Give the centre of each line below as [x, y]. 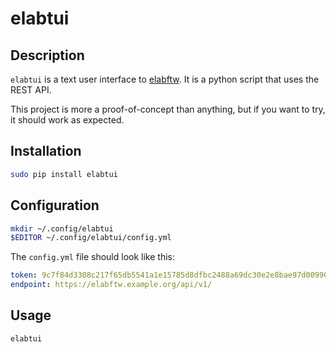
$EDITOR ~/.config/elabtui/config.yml [91, 238]
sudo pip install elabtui [64, 174]
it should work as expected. [67, 120]
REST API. [31, 90]
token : [24, 275]
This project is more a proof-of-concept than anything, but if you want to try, [168, 109]
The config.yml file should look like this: [92, 257]
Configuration [55, 205]
